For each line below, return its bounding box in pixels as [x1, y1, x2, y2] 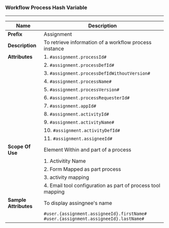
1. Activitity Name [43, 158, 87, 165]
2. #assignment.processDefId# [43, 62, 115, 69]
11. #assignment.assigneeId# [43, 135, 113, 142]
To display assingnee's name [43, 200, 112, 207]
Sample [8, 196, 27, 203]
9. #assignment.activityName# [43, 119, 115, 126]
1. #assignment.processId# [43, 53, 107, 60]
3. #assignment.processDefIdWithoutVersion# [43, 70, 150, 77]
